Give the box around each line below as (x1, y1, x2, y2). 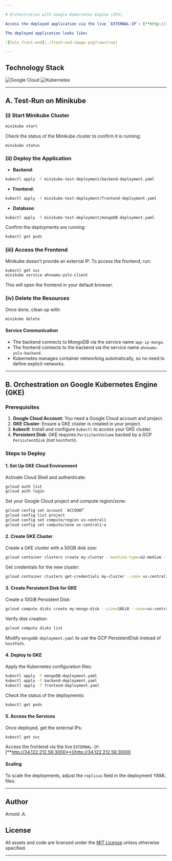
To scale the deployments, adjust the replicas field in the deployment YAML (5, 772, 166, 778)
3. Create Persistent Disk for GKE (5, 585, 77, 591)
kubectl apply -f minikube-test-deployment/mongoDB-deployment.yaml (5, 215, 155, 220)
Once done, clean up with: (5, 306, 61, 312)
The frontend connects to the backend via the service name (12, 344, 139, 350)
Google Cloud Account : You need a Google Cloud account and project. (12, 415, 164, 421)
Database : (12, 205, 35, 211)
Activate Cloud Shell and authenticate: (5, 474, 86, 480)
